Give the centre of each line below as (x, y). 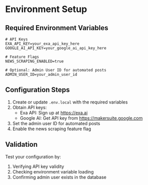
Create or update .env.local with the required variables (70, 102)
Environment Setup (46, 9)
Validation (21, 145)
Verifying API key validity (38, 166)
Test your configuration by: (33, 156)
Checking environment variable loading (53, 171)
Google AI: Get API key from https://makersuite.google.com (81, 118)
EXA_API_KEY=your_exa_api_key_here (42, 44)
